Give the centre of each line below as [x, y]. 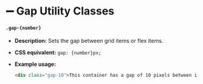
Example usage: [35, 64]
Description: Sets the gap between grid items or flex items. [89, 41]
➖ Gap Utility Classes [60, 11]
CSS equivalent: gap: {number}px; [58, 53]
